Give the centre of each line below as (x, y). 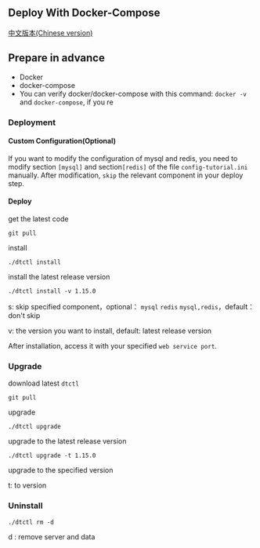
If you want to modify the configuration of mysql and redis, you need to (123, 158)
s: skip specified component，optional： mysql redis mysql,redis (114, 306)
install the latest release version (59, 276)
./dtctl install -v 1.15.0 (52, 291)
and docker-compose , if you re (66, 102)
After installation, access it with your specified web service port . (113, 345)
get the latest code (38, 218)
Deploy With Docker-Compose (84, 13)
